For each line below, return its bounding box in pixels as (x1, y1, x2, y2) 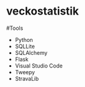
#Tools (6, 24, 24, 32)
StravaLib (14, 75, 39, 82)
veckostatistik (6, 4, 80, 18)
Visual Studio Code (14, 62, 63, 69)
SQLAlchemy (14, 49, 48, 56)
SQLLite (14, 43, 35, 50)
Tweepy (14, 68, 35, 75)
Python (14, 36, 33, 43)
